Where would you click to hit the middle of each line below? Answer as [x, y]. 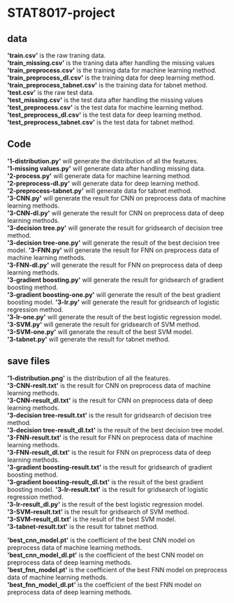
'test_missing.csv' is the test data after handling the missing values [105, 100]
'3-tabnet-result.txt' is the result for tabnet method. [83, 526]
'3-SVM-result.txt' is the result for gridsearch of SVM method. [98, 511]
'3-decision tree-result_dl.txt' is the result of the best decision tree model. [116, 430]
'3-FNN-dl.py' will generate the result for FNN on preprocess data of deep [115, 265]
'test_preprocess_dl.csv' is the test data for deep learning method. [105, 115]
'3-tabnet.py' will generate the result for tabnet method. [89, 339]
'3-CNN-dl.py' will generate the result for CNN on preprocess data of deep [116, 213]
